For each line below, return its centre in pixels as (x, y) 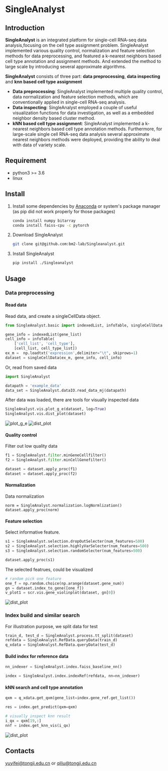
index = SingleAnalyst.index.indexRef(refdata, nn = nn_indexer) (73, 676)
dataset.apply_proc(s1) (30, 560)
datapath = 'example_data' (33, 386)
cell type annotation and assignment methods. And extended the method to (83, 61)
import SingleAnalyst (28, 376)
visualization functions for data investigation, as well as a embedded (83, 113)
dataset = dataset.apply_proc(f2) (41, 474)
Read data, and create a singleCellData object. (53, 316)
